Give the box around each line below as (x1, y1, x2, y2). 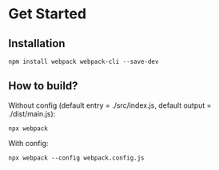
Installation (8, 37, 66, 50)
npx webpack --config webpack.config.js (8, 153, 145, 162)
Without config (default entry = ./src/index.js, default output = (8, 101, 212, 110)
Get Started (8, 5, 86, 23)
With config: (8, 138, 49, 148)
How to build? (8, 79, 78, 93)
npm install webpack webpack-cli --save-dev (8, 57, 159, 65)
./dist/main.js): (8, 109, 56, 118)
